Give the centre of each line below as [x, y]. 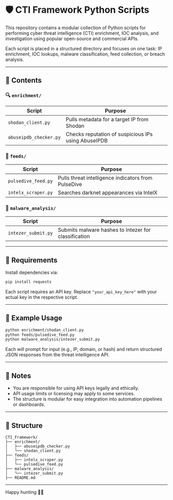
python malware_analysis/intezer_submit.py [53, 340]
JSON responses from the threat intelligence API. [57, 355]
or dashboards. [29, 404]
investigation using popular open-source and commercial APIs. [72, 39]
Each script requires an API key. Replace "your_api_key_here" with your [81, 291]
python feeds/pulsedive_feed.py [40, 335]
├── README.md [21, 478]
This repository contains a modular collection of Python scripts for [75, 27]
